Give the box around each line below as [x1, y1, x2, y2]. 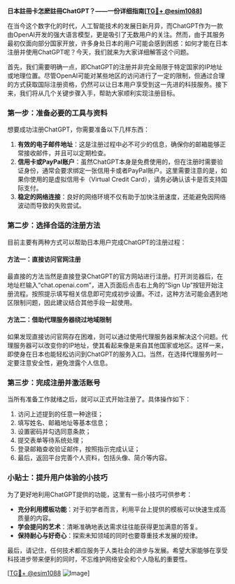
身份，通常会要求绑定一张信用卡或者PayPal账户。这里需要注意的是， [23, 166, 222, 175]
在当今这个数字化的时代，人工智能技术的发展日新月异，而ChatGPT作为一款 [7, 22, 224, 30]
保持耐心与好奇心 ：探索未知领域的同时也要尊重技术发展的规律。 [17, 531, 201, 539]
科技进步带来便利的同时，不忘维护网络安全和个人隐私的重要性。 [7, 555, 191, 563]
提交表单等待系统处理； [17, 436, 85, 445]
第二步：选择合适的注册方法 [7, 220, 101, 230]
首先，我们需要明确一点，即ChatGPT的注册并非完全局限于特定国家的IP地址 [7, 63, 223, 71]
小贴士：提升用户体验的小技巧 [7, 473, 108, 483]
